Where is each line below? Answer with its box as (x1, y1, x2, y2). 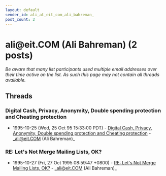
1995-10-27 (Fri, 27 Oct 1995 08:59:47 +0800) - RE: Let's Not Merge (12, 160, 156, 166)
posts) (5, 49, 33, 61)
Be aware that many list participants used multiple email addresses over (5, 66, 157, 73)
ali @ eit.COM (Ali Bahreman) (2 (5, 39, 138, 50)
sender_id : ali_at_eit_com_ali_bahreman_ (5, 12, 94, 17)
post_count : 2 (5, 17, 36, 22)
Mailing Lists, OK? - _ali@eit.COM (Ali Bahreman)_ (12, 165, 117, 171)
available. (5, 77, 26, 83)
